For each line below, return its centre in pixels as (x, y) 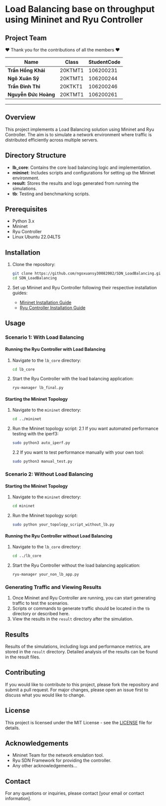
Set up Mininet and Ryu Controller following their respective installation (84, 288)
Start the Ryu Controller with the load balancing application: (73, 379)
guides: (20, 293)
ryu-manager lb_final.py (38, 388)
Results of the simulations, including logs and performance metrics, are (78, 646)
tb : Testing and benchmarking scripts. (51, 194)
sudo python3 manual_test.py (42, 462)
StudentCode (105, 62)
